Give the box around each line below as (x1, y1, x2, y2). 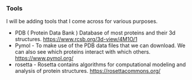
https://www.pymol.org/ (14, 55, 74, 62)
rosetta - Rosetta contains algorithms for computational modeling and (14, 61, 186, 68)
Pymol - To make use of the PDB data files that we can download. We (14, 42, 186, 49)
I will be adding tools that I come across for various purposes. (6, 18, 158, 25)
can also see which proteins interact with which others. (14, 48, 151, 56)
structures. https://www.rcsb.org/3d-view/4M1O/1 (14, 36, 138, 43)
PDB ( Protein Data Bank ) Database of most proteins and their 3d (14, 29, 176, 36)
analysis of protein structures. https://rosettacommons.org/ (14, 67, 161, 75)
